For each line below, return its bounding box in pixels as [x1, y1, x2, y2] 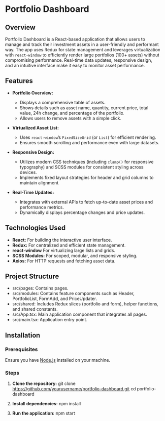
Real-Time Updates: [12, 189, 54, 195]
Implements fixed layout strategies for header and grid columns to [19, 174, 154, 180]
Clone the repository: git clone [12, 380, 76, 386]
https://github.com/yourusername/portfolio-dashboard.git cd [12, 386, 136, 392]
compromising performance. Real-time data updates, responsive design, [5, 57, 153, 63]
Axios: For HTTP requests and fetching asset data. [12, 258, 116, 264]
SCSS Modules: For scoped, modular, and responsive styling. [12, 253, 138, 258]
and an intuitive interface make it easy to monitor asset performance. [5, 63, 145, 68]
